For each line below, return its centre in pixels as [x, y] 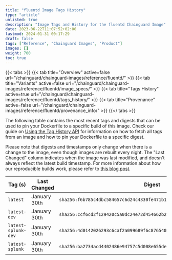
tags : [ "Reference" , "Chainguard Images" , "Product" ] [64, 44]
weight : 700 [18, 53]
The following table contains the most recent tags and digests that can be [83, 121]
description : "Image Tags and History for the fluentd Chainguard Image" [86, 24]
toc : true [16, 58]
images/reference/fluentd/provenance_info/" [52, 110]
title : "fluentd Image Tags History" [46, 10]
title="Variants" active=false [35, 83]
